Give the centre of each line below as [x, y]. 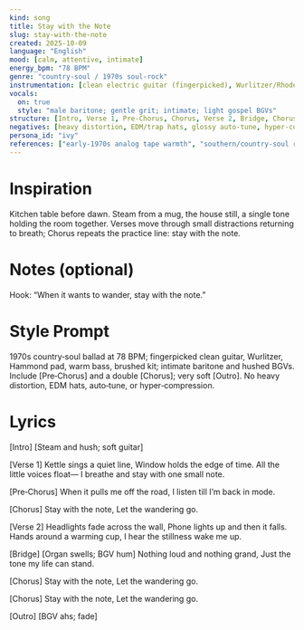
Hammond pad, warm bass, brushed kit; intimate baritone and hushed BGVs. [152, 366]
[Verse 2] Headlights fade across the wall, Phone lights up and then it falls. [148, 527]
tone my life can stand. [52, 563]
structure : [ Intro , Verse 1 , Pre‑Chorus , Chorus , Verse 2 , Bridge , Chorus [153, 119]
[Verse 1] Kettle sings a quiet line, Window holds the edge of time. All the [145, 464]
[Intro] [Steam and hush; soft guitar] [76, 447]
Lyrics [33, 421]
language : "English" [48, 52]
